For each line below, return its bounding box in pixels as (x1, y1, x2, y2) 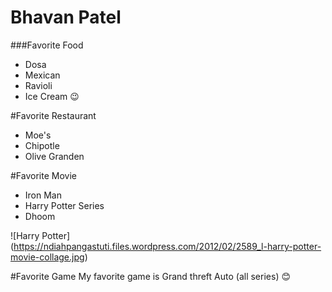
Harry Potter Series (24, 199, 105, 211)
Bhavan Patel (10, 6, 122, 29)
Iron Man (24, 189, 62, 201)
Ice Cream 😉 (24, 90, 80, 102)
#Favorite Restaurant (10, 109, 97, 121)
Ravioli (24, 79, 53, 91)
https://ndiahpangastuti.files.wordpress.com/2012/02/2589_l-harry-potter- (13, 240, 322, 252)
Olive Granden (24, 150, 85, 162)
